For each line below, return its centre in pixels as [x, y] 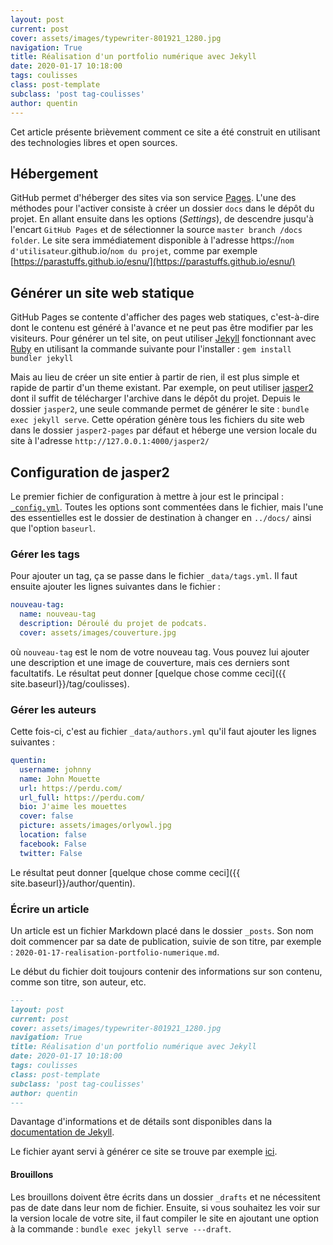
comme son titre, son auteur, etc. [78, 982]
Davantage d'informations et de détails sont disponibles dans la [141, 1122]
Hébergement [54, 173]
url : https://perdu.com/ [71, 788]
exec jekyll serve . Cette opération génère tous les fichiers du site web [157, 420]
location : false [53, 835]
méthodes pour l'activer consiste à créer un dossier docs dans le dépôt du [162, 208]
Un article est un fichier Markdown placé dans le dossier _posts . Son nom [162, 930]
